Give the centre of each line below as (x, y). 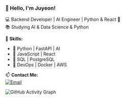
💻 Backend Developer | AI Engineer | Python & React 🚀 (63, 19)
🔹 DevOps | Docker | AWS (40, 65)
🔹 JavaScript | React (34, 54)
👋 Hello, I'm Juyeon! (30, 8)
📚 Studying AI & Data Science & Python (47, 27)
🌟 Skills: (14, 39)
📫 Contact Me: (22, 75)
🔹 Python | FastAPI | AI (36, 49)
